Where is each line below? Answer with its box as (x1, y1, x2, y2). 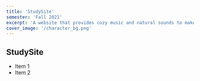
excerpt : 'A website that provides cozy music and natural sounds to (6, 20, 183, 25)
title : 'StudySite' (6, 8, 55, 15)
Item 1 (14, 63, 30, 70)
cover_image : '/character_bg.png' (6, 25, 92, 31)
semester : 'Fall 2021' (6, 14, 62, 20)
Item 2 (14, 69, 31, 76)
